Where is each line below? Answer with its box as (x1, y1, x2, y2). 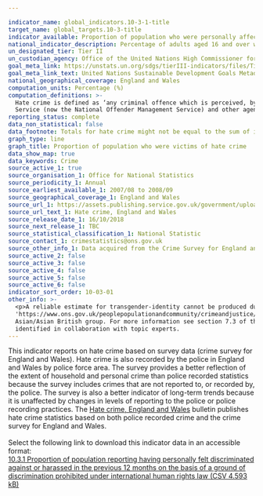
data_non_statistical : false (8, 121, 103, 129)
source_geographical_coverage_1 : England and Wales (8, 193, 180, 201)
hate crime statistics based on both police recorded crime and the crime (8, 413, 241, 422)
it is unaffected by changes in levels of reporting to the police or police (8, 396, 236, 406)
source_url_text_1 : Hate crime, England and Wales (8, 208, 177, 216)
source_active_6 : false (8, 281, 86, 289)
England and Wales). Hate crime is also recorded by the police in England (8, 355, 245, 364)
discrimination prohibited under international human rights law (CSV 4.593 (8, 472, 248, 481)
